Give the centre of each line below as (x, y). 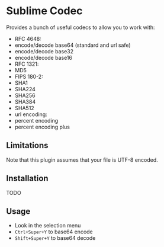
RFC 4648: (28, 39)
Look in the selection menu (48, 226)
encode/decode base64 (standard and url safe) (73, 45)
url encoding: (31, 114)
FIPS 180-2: (29, 76)
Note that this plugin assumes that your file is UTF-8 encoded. (82, 160)
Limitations (27, 145)
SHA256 (25, 95)
